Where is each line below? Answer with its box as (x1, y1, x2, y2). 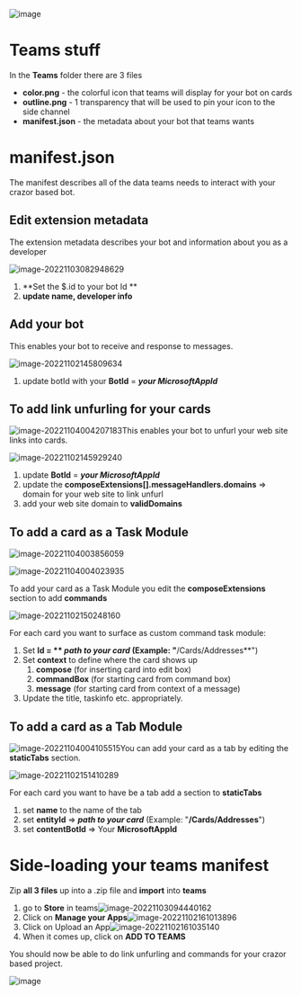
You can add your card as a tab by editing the (120, 742, 289, 753)
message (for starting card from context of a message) (35, 684, 241, 695)
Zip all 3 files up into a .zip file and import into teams (9, 884, 207, 895)
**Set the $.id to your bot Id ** (22, 281, 137, 291)
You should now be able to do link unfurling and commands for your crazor (9, 948, 287, 959)
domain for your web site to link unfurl (22, 489, 164, 499)
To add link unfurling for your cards (9, 401, 211, 417)
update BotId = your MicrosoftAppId (22, 470, 160, 480)
